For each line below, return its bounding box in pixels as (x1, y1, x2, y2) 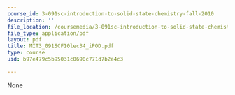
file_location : (7, 23, 52, 30)
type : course (7, 50, 45, 57)
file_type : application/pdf (7, 29, 90, 37)
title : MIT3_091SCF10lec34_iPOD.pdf (7, 43, 114, 50)
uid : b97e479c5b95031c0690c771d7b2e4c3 (7, 56, 124, 63)
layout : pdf (7, 36, 42, 43)
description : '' (7, 17, 55, 24)
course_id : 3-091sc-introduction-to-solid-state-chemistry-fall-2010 (7, 10, 215, 17)
